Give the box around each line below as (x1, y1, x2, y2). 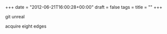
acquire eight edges (5, 23, 47, 29)
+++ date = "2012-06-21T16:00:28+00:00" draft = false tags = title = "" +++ (5, 4, 163, 10)
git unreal (5, 14, 25, 19)
